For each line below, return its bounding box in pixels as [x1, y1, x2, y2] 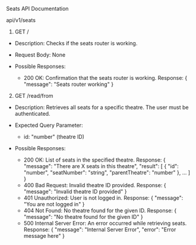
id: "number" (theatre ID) [23, 134, 85, 140]
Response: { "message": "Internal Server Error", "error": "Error [23, 226, 176, 233]
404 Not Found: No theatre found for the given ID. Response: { [23, 207, 177, 214]
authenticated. [14, 110, 50, 117]
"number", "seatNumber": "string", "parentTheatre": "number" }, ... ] [23, 169, 191, 176]
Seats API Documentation [6, 5, 69, 12]
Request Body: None [14, 51, 66, 58]
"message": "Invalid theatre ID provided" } [23, 188, 127, 195]
